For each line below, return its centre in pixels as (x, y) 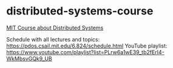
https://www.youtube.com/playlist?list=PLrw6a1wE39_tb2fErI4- (86, 52)
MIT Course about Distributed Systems (55, 28)
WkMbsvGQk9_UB (29, 58)
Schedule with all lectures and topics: (53, 39)
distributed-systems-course (80, 11)
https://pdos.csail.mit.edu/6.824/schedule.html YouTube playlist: (87, 46)
